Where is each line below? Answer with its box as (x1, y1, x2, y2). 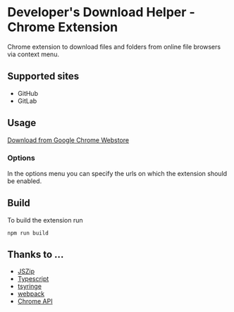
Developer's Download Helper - (7, 4, 195, 20)
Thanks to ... (7, 249, 64, 261)
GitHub (17, 89, 39, 97)
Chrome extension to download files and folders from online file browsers (7, 42, 221, 51)
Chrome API (17, 297, 53, 306)
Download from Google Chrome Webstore (7, 135, 129, 144)
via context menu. (7, 50, 60, 58)
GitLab (17, 96, 37, 105)
